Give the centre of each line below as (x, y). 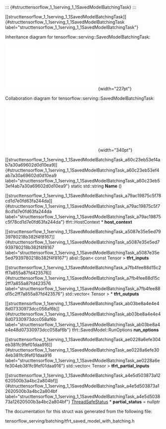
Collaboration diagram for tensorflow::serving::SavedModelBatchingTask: (80, 98)
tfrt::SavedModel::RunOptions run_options (115, 330)
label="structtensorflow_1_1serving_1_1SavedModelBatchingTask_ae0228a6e (83, 361)
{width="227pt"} (115, 89)
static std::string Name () (97, 186)
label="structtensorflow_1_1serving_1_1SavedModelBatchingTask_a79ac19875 (83, 217)
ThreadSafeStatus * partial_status (107, 402)
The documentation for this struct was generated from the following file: (79, 411)
